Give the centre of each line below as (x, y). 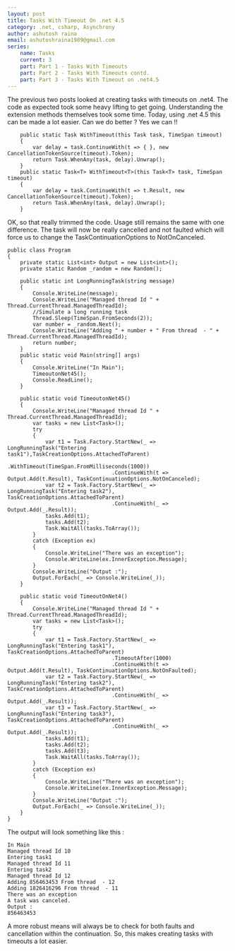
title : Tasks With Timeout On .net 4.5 (66, 20)
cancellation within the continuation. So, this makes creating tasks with (110, 934)
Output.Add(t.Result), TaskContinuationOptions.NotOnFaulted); (102, 671)
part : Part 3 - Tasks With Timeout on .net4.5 (90, 79)
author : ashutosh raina (42, 34)
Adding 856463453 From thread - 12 (61, 882)
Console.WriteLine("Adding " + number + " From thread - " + (126, 331)
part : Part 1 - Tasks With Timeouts (74, 66)
